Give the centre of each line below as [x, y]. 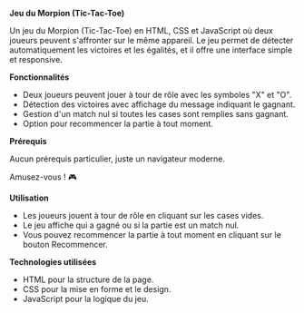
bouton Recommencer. [65, 245]
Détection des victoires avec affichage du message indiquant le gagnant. [159, 104]
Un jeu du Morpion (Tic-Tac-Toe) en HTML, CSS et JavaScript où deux [142, 30]
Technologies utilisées [53, 262]
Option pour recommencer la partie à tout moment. [118, 123]
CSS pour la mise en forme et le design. [97, 289]
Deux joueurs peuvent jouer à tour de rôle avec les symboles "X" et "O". [157, 95]
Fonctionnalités [39, 77]
